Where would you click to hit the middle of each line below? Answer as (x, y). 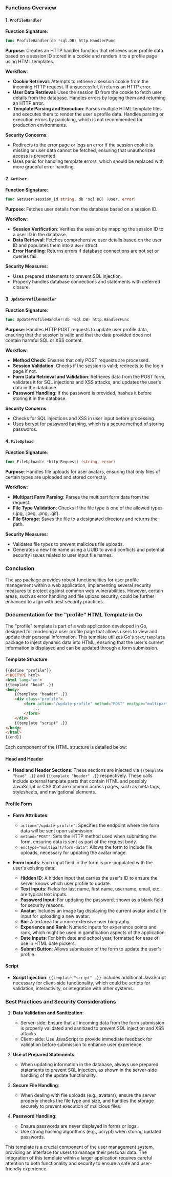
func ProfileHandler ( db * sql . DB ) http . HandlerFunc (60, 41)
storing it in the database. (40, 398)
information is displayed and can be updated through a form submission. (82, 648)
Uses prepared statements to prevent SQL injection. (67, 276)
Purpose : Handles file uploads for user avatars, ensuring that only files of (83, 472)
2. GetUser (16, 178)
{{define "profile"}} (28, 671)
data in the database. (35, 388)
